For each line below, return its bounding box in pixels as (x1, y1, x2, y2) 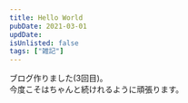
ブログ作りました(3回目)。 (9, 73, 108, 84)
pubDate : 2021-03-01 (9, 22, 88, 31)
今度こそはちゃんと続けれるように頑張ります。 (9, 84, 184, 95)
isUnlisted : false (9, 38, 79, 48)
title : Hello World (9, 13, 84, 23)
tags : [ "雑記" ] (9, 47, 64, 56)
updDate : (9, 30, 43, 39)
